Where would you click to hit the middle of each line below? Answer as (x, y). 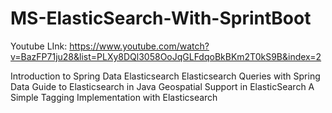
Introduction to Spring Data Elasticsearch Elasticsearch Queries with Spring (165, 76)
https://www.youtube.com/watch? (139, 46)
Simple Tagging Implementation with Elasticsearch (114, 97)
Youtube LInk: (39, 46)
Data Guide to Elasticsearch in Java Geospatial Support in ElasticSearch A (162, 86)
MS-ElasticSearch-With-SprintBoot (161, 18)
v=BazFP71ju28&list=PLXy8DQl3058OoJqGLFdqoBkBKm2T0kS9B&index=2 (166, 56)
